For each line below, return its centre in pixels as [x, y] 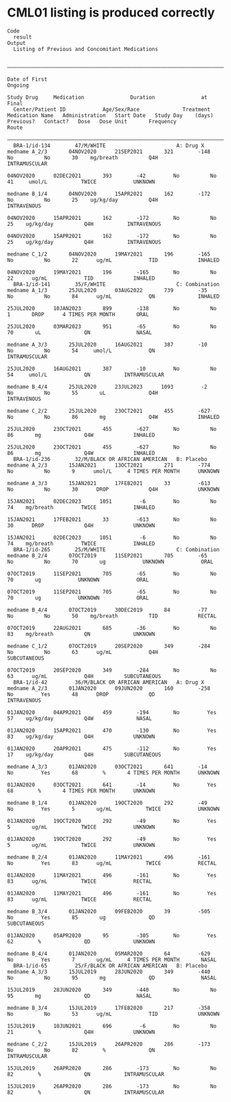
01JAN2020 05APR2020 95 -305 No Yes [112, 935]
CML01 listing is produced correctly [111, 13]
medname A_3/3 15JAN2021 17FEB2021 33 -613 [109, 483]
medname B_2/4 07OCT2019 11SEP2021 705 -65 [107, 555]
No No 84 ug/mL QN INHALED [113, 296]
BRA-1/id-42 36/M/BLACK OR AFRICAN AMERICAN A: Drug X [109, 682]
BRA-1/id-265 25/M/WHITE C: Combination [117, 549]
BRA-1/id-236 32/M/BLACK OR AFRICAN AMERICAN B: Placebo [110, 459]
